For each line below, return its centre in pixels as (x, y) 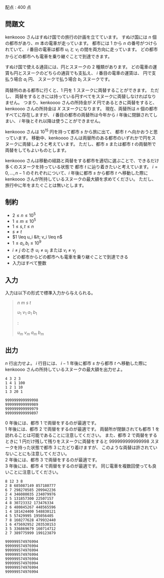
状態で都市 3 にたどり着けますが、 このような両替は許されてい (94, 447)
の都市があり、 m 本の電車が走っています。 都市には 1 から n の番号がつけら (81, 43)
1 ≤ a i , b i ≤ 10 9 (27, 243)
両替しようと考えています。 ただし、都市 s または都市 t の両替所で (89, 144)
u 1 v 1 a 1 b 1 (27, 313)
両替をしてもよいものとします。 (37, 150)
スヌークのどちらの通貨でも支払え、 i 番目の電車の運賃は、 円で (87, 73)
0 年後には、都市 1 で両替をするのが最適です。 (52, 423)
